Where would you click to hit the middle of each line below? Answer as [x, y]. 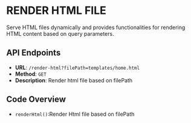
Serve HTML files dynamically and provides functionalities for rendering [96, 27]
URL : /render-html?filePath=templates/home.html [77, 67]
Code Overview [36, 100]
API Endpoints [34, 53]
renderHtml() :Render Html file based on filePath [75, 114]
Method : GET [31, 74]
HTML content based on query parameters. [60, 33]
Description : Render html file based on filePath [74, 80]
